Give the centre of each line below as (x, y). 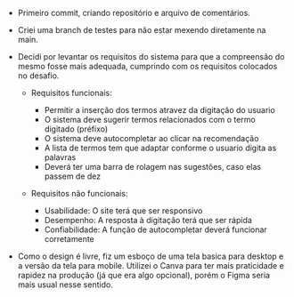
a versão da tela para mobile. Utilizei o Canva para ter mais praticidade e (151, 265)
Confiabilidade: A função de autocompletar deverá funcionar (155, 229)
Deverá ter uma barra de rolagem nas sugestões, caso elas (152, 167)
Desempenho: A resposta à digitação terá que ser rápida (148, 220)
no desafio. (38, 76)
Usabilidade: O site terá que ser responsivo (123, 211)
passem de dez (73, 176)
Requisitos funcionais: (72, 93)
